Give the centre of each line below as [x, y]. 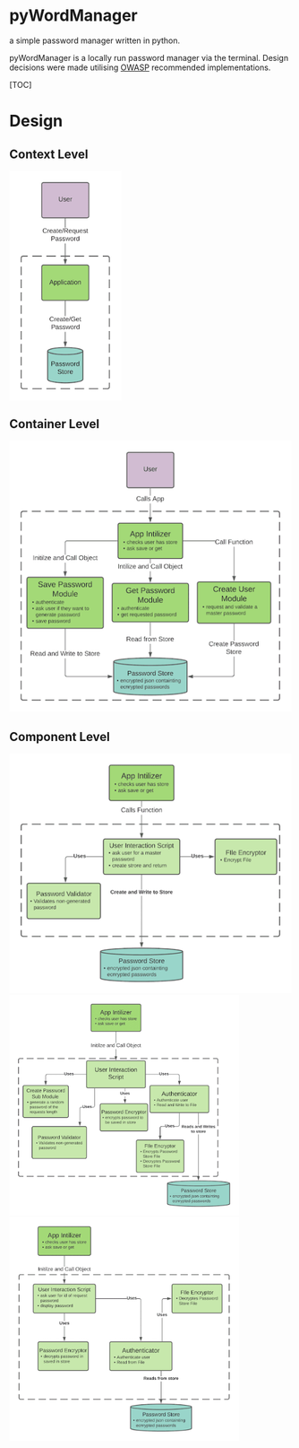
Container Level [55, 424]
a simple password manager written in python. [95, 40]
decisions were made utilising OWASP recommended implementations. [140, 67]
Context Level [49, 154]
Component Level [60, 737]
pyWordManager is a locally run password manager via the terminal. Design [149, 57]
